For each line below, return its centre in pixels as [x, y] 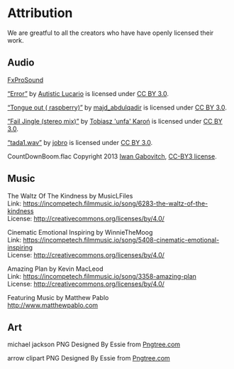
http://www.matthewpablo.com [53, 305]
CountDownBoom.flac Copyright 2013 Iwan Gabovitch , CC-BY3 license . [112, 156]
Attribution [40, 13]
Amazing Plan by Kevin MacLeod [55, 269]
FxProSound [26, 80]
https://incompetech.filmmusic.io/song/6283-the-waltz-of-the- [115, 203]
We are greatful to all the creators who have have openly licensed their [111, 33]
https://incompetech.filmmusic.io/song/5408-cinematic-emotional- [121, 240]
